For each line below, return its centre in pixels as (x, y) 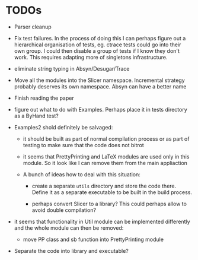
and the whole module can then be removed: (69, 228)
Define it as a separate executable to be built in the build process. (112, 192)
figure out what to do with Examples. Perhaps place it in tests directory (100, 109)
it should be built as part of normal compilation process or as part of (106, 139)
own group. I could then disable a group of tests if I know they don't (97, 50)
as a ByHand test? (36, 116)
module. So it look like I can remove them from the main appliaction (105, 163)
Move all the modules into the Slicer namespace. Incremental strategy (99, 80)
